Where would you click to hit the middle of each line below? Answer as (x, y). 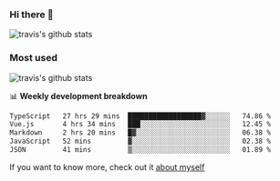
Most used (33, 58)
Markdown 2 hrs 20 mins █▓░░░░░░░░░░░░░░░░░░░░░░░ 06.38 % (140, 133)
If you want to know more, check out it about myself (107, 166)
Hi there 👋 (32, 15)
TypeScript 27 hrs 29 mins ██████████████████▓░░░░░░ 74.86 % (140, 116)
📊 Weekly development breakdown (78, 96)
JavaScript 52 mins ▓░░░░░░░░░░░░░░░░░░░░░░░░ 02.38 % (140, 141)
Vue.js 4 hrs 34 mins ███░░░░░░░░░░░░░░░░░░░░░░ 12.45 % (140, 125)
